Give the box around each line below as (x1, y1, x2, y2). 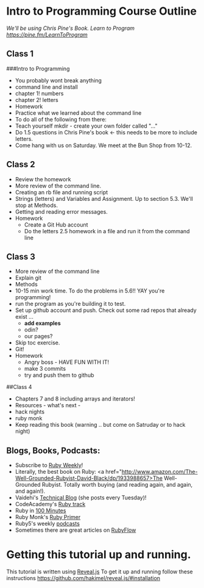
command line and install (15, 83, 78, 90)
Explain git (15, 274, 41, 281)
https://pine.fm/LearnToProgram (6, 31, 88, 38)
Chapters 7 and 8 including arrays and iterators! (15, 395, 135, 402)
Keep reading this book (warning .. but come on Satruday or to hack (15, 421, 186, 429)
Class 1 (6, 49, 33, 59)
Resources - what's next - (15, 402, 81, 409)
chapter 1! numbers (15, 90, 64, 97)
